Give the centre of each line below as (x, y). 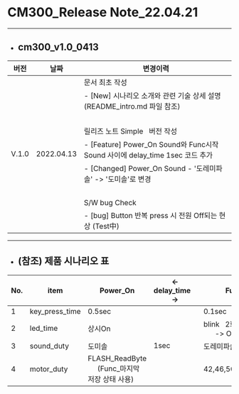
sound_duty (49, 346)
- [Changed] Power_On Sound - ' (140, 168)
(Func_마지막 (118, 368)
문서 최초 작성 (105, 82)
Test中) (107, 226)
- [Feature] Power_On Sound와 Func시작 (151, 144)
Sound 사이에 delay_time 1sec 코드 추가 (148, 155)
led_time (44, 328)
